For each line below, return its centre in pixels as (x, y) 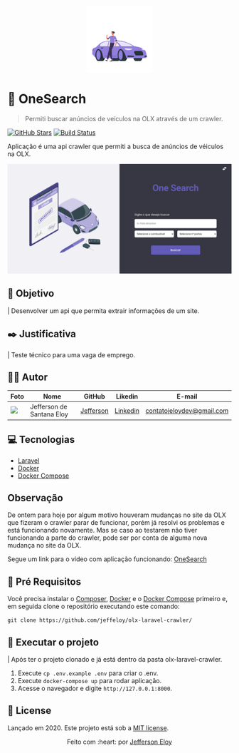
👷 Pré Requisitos (44, 582)
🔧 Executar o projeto (53, 642)
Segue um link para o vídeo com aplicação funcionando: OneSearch (107, 559)
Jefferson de (48, 407)
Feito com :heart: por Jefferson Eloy (119, 742)
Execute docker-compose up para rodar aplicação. (90, 680)
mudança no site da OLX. (44, 545)
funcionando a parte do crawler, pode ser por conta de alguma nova (107, 538)
